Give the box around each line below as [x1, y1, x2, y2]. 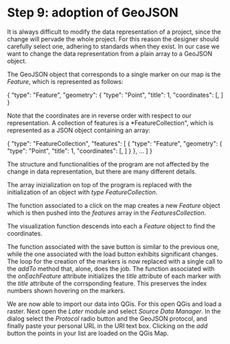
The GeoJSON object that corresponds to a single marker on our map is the [7, 70, 221, 78]
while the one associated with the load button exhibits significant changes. [7, 250, 218, 258]
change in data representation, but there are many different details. [7, 167, 197, 175]
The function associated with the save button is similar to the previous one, [7, 242, 220, 250]
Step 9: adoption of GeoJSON [7, 5, 179, 21]
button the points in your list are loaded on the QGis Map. [7, 329, 170, 337]
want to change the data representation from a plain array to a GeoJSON [7, 50, 213, 58]
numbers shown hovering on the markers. [7, 286, 126, 294]
